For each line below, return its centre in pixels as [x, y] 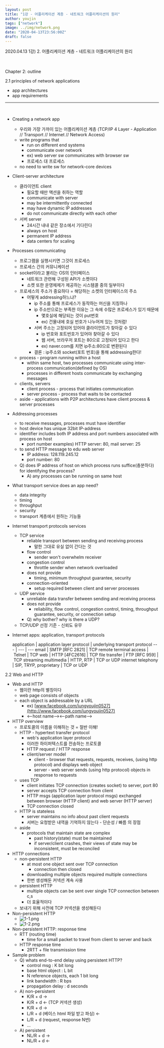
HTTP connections [31, 853]
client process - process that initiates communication [80, 389]
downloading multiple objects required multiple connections [87, 874]
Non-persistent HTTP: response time [49, 929]
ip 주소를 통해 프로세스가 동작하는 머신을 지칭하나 [81, 303]
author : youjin [20, 19]
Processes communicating [39, 250]
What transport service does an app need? [55, 485]
